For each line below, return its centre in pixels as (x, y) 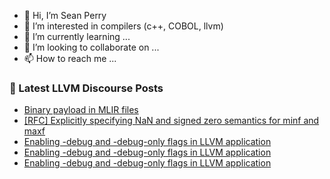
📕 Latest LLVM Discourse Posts (86, 88)
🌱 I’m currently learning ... (77, 36)
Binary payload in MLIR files (81, 110)
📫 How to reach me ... (70, 58)
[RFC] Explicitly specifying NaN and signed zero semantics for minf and (171, 121)
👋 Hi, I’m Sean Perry (65, 15)
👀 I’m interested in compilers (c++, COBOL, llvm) (123, 26)
